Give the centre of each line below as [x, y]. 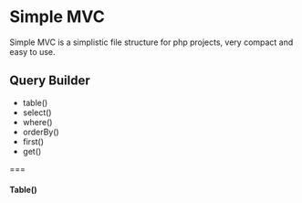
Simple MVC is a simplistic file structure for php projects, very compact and [151, 42]
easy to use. [32, 51]
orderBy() [41, 132]
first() [33, 141]
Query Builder [50, 81]
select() [37, 112]
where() [37, 122]
